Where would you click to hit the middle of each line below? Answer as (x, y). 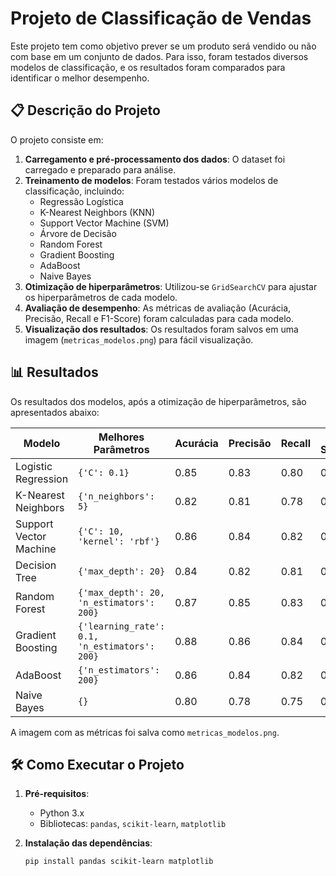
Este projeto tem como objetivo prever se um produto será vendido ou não (163, 46)
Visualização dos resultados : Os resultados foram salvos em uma (161, 329)
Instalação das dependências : (88, 843)
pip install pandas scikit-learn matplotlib (119, 862)
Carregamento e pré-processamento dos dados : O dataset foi (155, 159)
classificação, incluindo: (74, 191)
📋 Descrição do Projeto (85, 110)
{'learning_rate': (122, 626)
